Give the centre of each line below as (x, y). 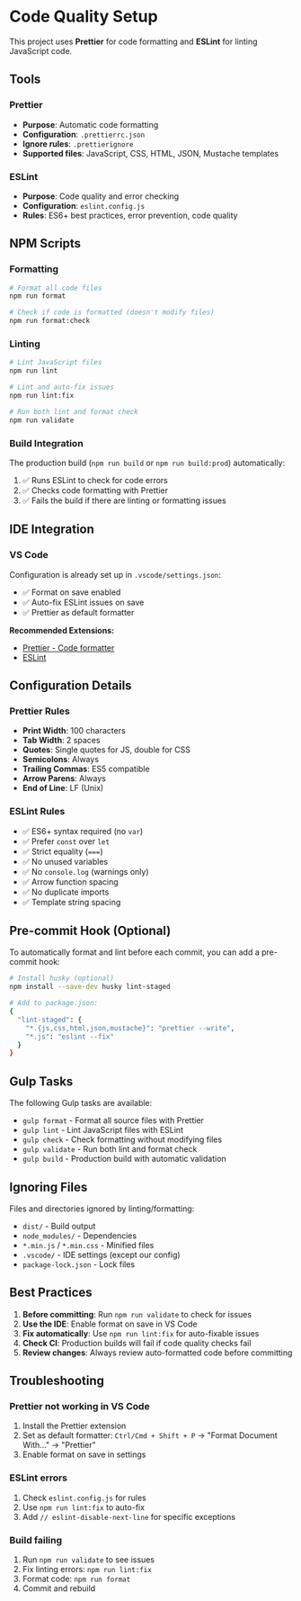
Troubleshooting (57, 1381)
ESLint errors (39, 1478)
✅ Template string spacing (71, 902)
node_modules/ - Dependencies (80, 1236)
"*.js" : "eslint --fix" (70, 1037)
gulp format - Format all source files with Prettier (113, 1120)
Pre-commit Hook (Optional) (90, 931)
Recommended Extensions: (62, 630)
